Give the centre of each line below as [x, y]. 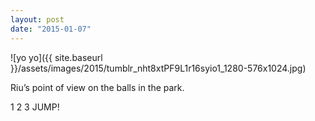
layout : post [37, 19]
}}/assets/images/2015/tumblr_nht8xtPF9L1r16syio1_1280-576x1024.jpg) [158, 68]
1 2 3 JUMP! [35, 107]
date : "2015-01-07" [51, 29]
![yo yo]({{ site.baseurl [56, 57]
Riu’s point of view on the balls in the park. [97, 87]
